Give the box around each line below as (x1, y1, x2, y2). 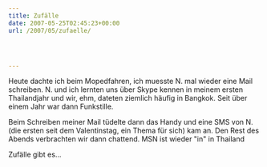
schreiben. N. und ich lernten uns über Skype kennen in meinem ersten (8, 85, 244, 94)
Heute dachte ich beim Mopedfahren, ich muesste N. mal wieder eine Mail (8, 77, 253, 86)
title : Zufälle (8, 11, 59, 20)
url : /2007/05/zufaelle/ (8, 26, 91, 34)
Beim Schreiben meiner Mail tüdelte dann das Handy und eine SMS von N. (8, 117, 254, 127)
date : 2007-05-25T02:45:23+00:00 (8, 19, 120, 27)
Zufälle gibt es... (8, 149, 62, 160)
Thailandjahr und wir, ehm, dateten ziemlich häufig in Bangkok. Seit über (8, 93, 248, 103)
